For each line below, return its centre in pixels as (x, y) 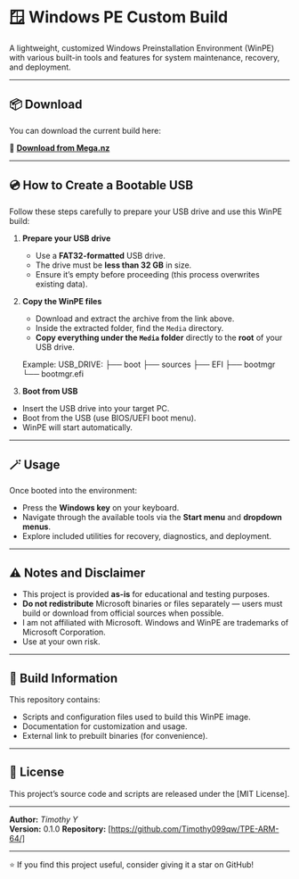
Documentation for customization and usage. (105, 726)
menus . (36, 527)
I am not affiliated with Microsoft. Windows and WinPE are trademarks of (155, 623)
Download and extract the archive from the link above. (135, 319)
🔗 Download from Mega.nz (60, 147)
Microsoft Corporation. (64, 632)
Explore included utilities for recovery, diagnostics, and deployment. (147, 536)
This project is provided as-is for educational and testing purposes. (145, 594)
